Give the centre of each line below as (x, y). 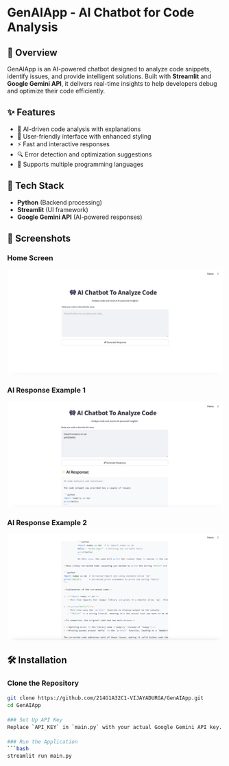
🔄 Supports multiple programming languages (80, 164)
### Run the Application (43, 742)
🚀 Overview (32, 53)
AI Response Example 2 (47, 522)
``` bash (18, 749)
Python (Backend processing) (60, 202)
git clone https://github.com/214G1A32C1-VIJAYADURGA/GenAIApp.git (106, 698)
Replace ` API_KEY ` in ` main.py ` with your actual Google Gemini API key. (115, 727)
